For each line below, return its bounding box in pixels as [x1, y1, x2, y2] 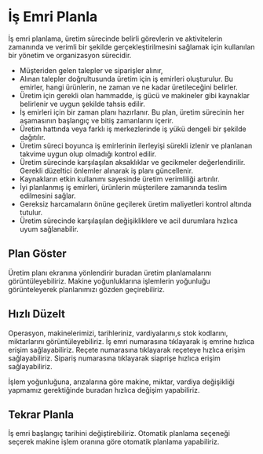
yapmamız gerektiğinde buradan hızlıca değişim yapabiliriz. [8, 385, 200, 394]
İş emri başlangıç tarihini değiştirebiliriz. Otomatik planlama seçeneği [8, 429, 230, 438]
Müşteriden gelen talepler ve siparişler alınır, [19, 65, 163, 75]
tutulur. [19, 207, 43, 217]
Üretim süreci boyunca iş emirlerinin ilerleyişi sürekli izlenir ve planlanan [19, 141, 253, 150]
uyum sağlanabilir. [19, 224, 79, 233]
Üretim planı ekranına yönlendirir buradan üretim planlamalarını [8, 268, 212, 277]
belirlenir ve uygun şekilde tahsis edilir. [19, 99, 145, 108]
